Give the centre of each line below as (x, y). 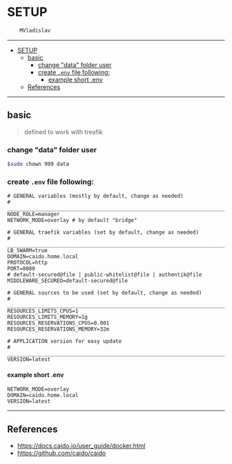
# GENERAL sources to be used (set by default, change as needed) (105, 293)
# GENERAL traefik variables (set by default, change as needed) (103, 232)
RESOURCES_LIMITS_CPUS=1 (43, 311)
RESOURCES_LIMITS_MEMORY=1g (48, 317)
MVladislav (35, 30)
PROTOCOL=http (28, 263)
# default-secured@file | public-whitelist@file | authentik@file (105, 275)
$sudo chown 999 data (38, 164)
